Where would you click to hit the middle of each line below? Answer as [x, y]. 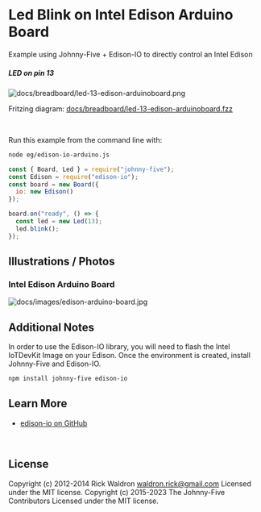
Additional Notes [52, 327]
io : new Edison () [45, 192]
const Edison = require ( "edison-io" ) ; [73, 177]
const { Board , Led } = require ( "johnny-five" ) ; [91, 169]
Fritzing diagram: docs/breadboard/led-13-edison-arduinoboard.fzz [121, 108]
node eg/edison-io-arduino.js [59, 155]
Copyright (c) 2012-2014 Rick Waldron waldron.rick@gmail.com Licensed [130, 483]
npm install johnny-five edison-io [68, 379]
